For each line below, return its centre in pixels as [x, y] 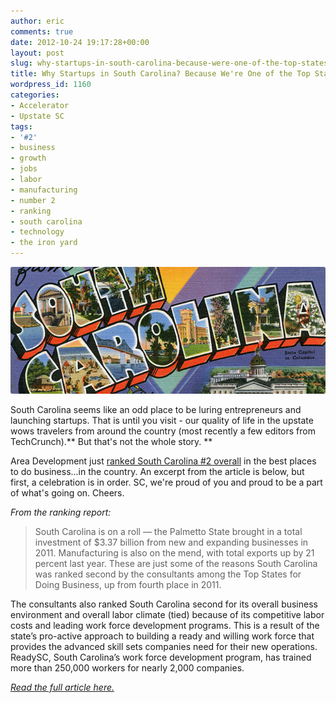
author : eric [37, 21]
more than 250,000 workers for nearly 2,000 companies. [127, 668]
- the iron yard [44, 243]
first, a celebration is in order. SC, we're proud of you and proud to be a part [166, 482]
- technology [37, 232]
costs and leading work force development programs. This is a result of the [165, 626]
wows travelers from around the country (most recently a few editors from [163, 431]
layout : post [37, 53]
